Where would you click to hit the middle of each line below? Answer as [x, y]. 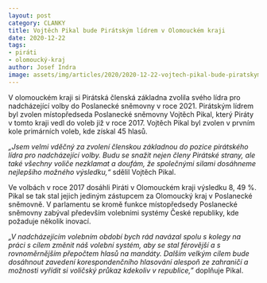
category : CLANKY [37, 23]
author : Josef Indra [43, 68]
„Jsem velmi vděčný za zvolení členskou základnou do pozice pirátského [128, 146]
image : [19, 75]
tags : [17, 45]
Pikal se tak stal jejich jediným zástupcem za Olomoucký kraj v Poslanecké [130, 196]
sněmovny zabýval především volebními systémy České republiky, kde [124, 212]
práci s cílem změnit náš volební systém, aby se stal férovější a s [114, 245]
